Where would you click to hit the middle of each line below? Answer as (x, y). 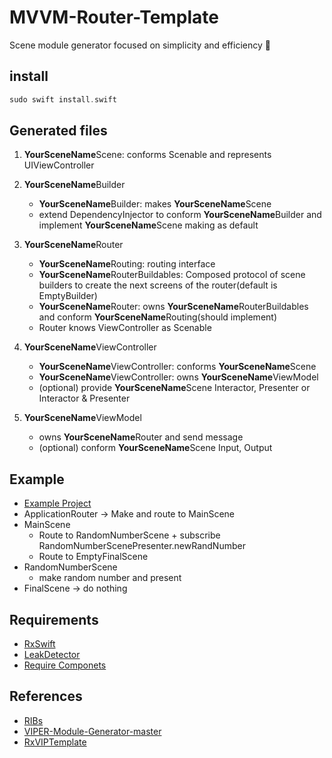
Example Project (57, 503)
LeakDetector (52, 655)
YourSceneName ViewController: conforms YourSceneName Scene (177, 367)
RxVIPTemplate (55, 742)
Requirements (54, 619)
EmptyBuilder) (68, 296)
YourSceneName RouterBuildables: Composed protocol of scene (172, 275)
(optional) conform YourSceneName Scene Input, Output (155, 448)
